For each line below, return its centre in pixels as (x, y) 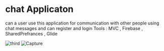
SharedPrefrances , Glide (32, 33)
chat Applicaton (40, 9)
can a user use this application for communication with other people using (82, 23)
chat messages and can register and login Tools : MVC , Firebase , (74, 28)
